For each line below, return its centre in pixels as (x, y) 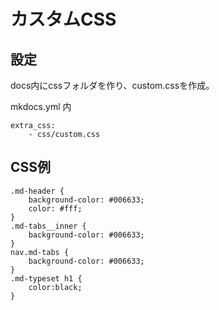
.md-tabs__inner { (48, 226)
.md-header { (37, 191)
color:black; (55, 287)
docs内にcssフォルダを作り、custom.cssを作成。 (112, 85)
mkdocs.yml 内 (41, 106)
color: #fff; (55, 208)
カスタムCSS (63, 19)
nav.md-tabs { (40, 252)
